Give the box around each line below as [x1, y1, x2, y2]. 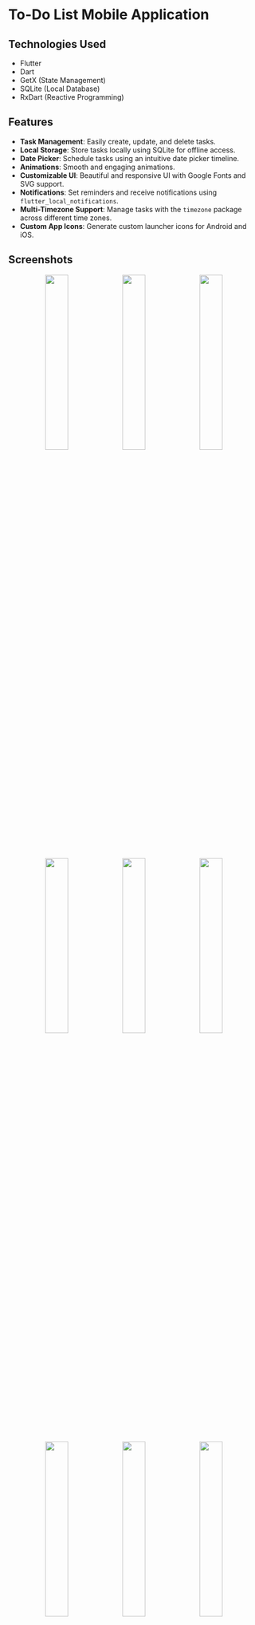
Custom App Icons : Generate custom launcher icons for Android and [19, 221, 247, 231]
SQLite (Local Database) [19, 84, 100, 93]
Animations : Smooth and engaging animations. [19, 162, 175, 172]
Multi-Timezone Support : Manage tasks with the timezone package [19, 204, 242, 214]
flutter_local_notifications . [19, 195, 120, 205]
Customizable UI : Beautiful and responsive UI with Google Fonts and [19, 170, 246, 180]
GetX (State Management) [19, 76, 106, 85]
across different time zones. [19, 213, 112, 223]
